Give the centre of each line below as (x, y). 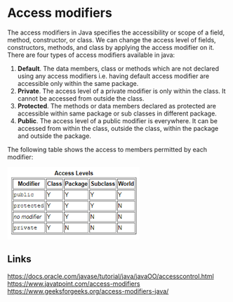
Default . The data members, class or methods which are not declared (118, 68)
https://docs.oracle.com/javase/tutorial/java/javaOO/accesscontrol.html (111, 276)
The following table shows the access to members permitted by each (107, 149)
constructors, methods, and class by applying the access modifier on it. (111, 47)
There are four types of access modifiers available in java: (91, 55)
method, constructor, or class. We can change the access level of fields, (112, 39)
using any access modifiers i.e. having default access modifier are (113, 76)
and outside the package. (54, 136)
